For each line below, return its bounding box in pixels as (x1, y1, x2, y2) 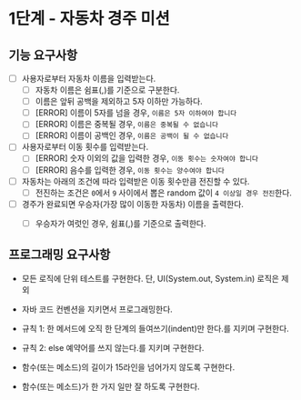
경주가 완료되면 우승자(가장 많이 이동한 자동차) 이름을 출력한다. (21, 198, 245, 209)
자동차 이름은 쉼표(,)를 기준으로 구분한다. (35, 85, 180, 95)
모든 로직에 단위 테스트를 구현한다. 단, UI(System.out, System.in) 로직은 (21, 273, 279, 284)
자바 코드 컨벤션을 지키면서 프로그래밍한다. (21, 304, 174, 315)
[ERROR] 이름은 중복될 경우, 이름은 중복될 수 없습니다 (35, 119, 219, 130)
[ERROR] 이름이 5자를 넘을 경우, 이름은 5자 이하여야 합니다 (35, 107, 237, 118)
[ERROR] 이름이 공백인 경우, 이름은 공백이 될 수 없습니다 (35, 130, 229, 141)
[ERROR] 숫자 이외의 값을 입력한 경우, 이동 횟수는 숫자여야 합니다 (35, 153, 258, 164)
